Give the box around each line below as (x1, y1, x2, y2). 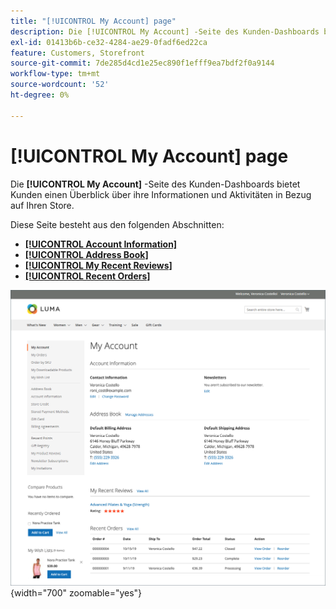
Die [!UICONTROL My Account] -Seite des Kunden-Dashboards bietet (10, 178, 301, 190)
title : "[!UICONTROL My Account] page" (10, 16, 177, 26)
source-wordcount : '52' (10, 80, 110, 90)
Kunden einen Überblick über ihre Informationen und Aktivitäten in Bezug (10, 188, 312, 200)
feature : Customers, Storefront (10, 48, 145, 58)
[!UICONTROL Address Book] (24, 248, 149, 260)
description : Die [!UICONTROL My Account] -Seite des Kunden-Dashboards (10, 26, 320, 37)
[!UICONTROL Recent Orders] (24, 270, 151, 282)
